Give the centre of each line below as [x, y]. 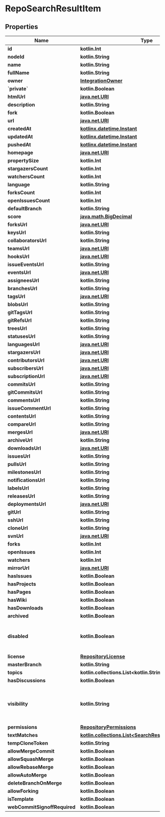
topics [15, 672]
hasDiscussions [27, 680]
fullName [18, 73]
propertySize [23, 160]
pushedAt [19, 145]
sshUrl [15, 520]
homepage [20, 153]
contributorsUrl [26, 360]
